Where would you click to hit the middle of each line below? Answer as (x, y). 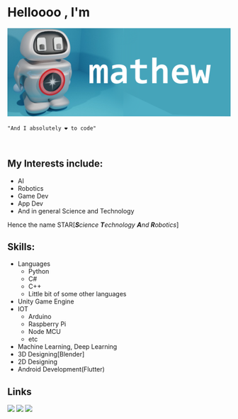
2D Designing (38, 362)
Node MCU (45, 332)
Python (39, 272)
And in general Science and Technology (76, 211)
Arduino (40, 317)
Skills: (21, 246)
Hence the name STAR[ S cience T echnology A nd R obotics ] (93, 225)
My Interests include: (55, 164)
